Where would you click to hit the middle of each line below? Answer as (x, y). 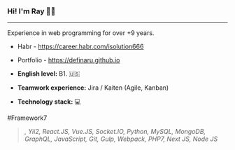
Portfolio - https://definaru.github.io (69, 60)
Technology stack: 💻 (49, 102)
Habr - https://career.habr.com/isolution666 (80, 47)
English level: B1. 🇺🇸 (49, 74)
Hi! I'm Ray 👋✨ (31, 11)
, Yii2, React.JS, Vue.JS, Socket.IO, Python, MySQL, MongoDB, (115, 132)
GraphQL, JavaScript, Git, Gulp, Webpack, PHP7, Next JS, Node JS (121, 139)
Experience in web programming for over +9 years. (81, 33)
